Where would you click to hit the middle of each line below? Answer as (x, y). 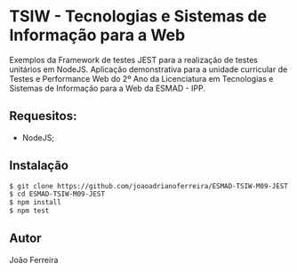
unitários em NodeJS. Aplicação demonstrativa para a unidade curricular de (148, 69)
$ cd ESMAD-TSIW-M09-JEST (57, 194)
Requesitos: (43, 116)
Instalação (39, 166)
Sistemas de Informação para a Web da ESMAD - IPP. (108, 88)
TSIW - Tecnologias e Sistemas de (138, 16)
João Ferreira (34, 260)
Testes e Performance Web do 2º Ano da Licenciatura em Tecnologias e (141, 78)
